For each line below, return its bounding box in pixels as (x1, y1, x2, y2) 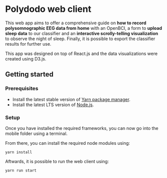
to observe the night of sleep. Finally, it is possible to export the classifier (5, 36, 156, 42)
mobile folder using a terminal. (5, 130, 68, 136)
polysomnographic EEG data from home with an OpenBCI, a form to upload (5, 25, 163, 31)
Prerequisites (5, 85, 38, 92)
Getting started (5, 70, 54, 79)
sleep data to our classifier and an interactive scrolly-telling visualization (5, 30, 159, 36)
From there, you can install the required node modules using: (5, 140, 131, 146)
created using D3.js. (5, 56, 46, 61)
